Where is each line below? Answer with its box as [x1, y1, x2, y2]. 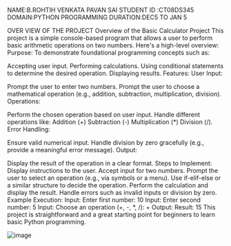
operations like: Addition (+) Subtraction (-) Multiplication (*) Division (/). [7, 118, 213, 126]
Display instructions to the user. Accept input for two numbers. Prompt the [7, 167, 219, 174]
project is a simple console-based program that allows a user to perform [7, 34, 213, 42]
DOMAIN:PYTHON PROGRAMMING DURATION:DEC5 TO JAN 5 [7, 13, 188, 21]
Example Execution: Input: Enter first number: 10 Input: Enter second [7, 196, 201, 204]
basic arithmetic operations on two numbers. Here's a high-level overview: [7, 41, 219, 49]
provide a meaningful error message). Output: [7, 146, 138, 154]
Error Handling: [7, 125, 50, 133]
